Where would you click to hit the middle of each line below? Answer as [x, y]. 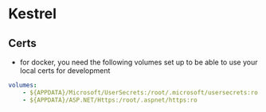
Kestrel [33, 14]
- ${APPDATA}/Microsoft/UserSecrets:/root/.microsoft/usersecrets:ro [141, 92]
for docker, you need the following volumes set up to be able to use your [139, 62]
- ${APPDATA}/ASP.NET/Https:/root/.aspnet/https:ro [110, 100]
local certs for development [65, 71]
